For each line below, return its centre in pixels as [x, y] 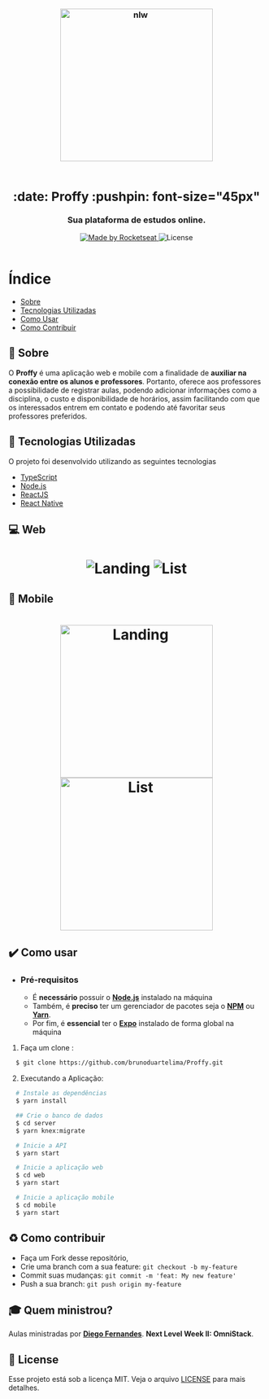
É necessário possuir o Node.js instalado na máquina [122, 998]
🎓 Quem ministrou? [61, 1310]
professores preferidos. [48, 416]
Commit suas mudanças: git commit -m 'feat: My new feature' [128, 1275]
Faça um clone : [47, 1048]
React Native [41, 503]
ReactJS [34, 494]
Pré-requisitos [49, 980]
